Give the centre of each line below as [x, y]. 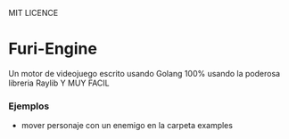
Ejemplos [29, 106]
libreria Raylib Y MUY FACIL [59, 83]
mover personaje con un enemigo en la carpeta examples [127, 126]
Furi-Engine [53, 49]
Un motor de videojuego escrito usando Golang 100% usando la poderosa [144, 73]
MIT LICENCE [33, 13]
